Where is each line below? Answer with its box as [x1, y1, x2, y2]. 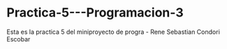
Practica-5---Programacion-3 [6, 5, 184, 21]
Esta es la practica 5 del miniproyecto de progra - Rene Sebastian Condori [6, 28, 221, 36]
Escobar [6, 35, 31, 43]
